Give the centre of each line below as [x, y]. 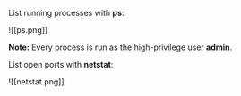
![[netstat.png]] [36, 82]
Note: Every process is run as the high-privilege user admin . [120, 47]
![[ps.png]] [28, 30]
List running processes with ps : [66, 13]
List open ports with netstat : [61, 64]
